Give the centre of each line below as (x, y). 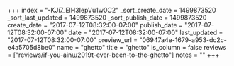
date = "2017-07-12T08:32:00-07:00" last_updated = (146, 32)
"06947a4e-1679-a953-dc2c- (183, 40)
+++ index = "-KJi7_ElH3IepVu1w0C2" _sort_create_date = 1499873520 (112, 10)
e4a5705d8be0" (31, 47)
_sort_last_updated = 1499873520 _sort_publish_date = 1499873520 (107, 18)
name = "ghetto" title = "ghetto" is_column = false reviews (141, 47)
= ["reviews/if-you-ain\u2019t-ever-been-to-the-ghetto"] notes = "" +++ (113, 55)
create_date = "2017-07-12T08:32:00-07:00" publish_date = (95, 25)
